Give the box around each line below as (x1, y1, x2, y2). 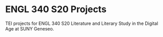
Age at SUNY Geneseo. (5, 25, 54, 31)
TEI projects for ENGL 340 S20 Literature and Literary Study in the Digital (5, 20, 158, 26)
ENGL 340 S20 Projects (5, 4, 107, 15)
